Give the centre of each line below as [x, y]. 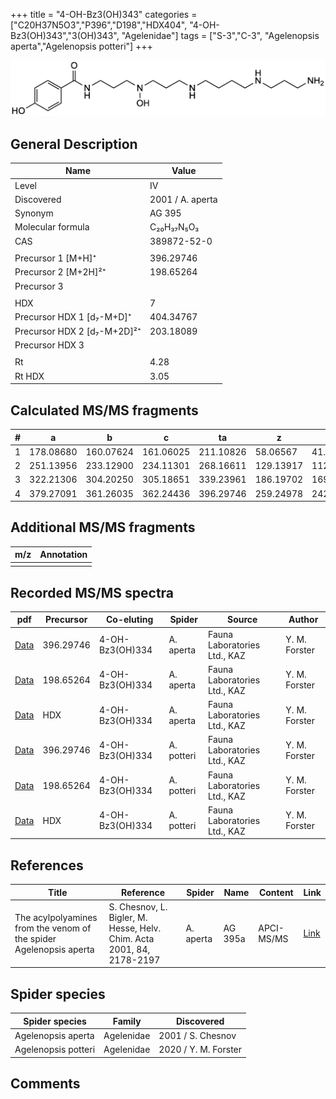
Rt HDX [29, 376]
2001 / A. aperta [183, 199]
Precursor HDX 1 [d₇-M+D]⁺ [73, 317]
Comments [45, 1084]
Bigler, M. [128, 917]
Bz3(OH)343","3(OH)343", [65, 35]
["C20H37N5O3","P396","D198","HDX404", [99, 25]
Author [303, 620]
